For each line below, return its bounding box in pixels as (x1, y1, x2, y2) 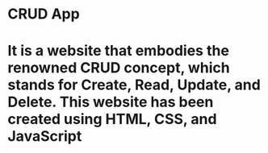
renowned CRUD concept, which (7, 59, 231, 77)
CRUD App (7, 5, 80, 23)
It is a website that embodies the (7, 42, 229, 60)
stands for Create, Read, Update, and (7, 76, 262, 94)
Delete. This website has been (7, 93, 214, 111)
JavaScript (7, 127, 82, 146)
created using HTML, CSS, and (7, 110, 217, 129)
